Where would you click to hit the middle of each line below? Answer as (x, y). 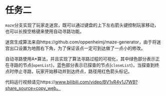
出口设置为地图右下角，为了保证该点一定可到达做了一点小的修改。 (77, 48)
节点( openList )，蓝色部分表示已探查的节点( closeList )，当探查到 (88, 65)
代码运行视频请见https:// (30, 82)
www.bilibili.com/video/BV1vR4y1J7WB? (96, 82)
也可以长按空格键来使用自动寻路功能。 (44, 31)
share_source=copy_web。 (33, 88)
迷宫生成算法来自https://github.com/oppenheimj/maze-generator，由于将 (81, 42)
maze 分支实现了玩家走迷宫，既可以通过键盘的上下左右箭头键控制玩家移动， (82, 25)
